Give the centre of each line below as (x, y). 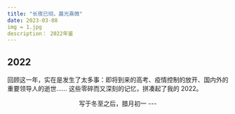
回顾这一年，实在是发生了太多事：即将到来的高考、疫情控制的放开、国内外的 (118, 80)
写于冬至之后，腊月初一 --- (118, 103)
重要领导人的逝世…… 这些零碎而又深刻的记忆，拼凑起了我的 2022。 (105, 89)
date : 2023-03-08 (33, 20)
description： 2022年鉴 (40, 33)
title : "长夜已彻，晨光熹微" (45, 14)
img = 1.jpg (25, 27)
